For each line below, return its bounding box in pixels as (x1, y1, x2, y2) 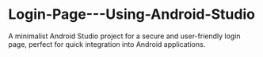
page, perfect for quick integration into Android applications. (8, 39, 206, 48)
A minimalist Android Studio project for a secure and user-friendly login (8, 31, 241, 41)
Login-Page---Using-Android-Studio (8, 5, 256, 23)
